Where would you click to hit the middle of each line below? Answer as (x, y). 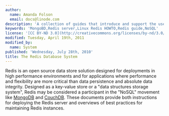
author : (13, 10)
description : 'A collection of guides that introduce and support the (81, 24)
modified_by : (19, 43)
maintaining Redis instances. (35, 108)
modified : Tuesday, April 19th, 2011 (45, 38)
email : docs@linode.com (34, 19)
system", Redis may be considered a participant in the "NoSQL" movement (82, 92)
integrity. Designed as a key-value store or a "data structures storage (77, 87)
